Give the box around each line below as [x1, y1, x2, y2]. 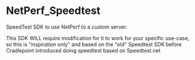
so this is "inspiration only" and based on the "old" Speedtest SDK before [6, 41, 182, 48]
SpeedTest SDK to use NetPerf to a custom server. [6, 23, 127, 30]
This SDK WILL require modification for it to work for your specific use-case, [6, 34, 190, 41]
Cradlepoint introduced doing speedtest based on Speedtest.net [6, 47, 161, 54]
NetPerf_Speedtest [6, 4, 101, 17]
